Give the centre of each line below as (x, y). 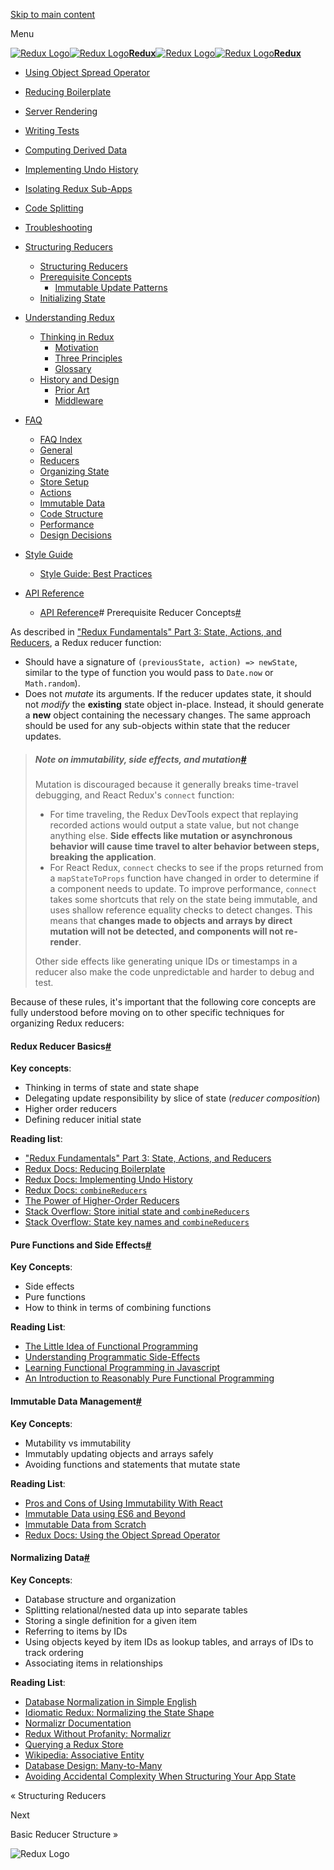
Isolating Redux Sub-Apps (78, 188)
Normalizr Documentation (78, 1723)
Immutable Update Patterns (111, 287)
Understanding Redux (69, 317)
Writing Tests (52, 130)
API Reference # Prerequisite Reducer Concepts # (140, 612)
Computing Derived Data (76, 150)
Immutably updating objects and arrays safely (119, 1453)
